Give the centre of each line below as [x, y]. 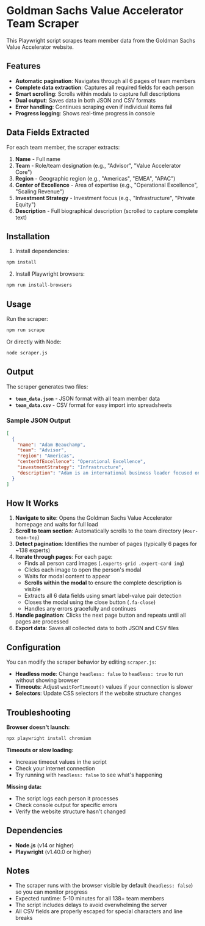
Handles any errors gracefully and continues [80, 609]
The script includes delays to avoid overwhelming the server [91, 905]
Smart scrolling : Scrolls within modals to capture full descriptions [98, 94]
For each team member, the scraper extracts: [63, 147]
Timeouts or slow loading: [40, 750]
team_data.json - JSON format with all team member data [88, 398]
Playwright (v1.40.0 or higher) [53, 852]
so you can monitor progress [51, 892]
